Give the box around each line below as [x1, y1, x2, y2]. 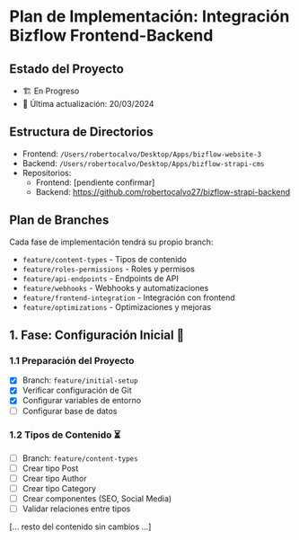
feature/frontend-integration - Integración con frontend [22, 292, 235, 303]
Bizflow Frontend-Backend [9, 25, 214, 46]
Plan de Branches [9, 213, 110, 228]
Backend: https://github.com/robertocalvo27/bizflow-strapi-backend [35, 186, 291, 197]
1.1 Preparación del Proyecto [9, 354, 135, 367]
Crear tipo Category [22, 483, 97, 494]
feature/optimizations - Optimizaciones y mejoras [22, 301, 212, 312]
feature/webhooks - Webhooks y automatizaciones [22, 282, 209, 293]
